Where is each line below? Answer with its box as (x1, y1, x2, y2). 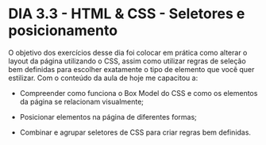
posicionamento (8, 21, 118, 40)
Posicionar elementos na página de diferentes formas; (19, 112, 197, 121)
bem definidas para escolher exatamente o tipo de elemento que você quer (8, 64, 255, 74)
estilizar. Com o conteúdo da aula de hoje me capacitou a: (8, 73, 199, 82)
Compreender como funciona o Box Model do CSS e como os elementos (19, 88, 258, 97)
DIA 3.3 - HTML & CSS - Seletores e (8, 5, 245, 23)
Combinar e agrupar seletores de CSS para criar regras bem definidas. (19, 128, 252, 137)
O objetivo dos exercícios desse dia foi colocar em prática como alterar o (8, 48, 248, 57)
